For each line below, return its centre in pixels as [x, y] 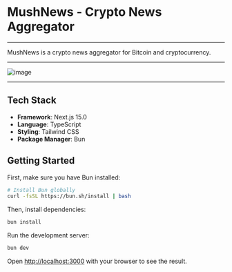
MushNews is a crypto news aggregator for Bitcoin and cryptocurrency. [109, 52]
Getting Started [41, 161]
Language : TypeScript [49, 124]
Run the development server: [48, 235]
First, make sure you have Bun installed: [64, 177]
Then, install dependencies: [47, 210]
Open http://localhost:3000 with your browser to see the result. [97, 261]
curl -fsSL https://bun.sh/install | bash [69, 196]
